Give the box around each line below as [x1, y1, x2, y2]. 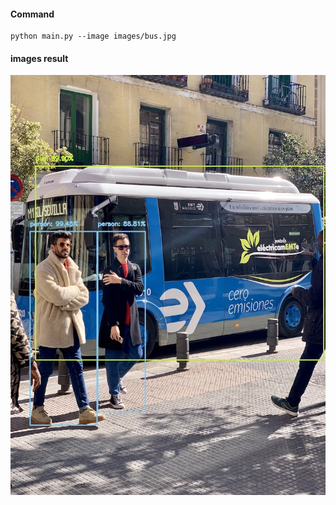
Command [10, 8, 55, 20]
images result [10, 52, 69, 64]
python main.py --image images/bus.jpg [10, 31, 177, 42]
